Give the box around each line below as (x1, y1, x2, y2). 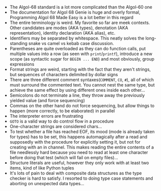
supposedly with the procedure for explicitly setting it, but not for (9, 139, 141, 145)
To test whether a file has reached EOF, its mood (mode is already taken (9, 129, 155, 134)
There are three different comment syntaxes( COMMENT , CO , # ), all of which (9, 77, 154, 83)
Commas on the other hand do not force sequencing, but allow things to (9, 103, 155, 108)
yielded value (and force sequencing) (9, 98, 85, 103)
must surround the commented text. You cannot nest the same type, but (9, 82, 155, 87)
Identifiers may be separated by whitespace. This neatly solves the (9, 35, 145, 41)
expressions (9, 61, 35, 67)
